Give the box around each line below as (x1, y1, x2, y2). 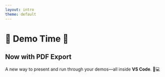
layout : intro (5, 7, 35, 12)
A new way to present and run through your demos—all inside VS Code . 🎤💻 (5, 66, 161, 72)
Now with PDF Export (5, 53, 72, 61)
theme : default (5, 12, 37, 17)
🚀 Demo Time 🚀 (5, 33, 69, 44)
